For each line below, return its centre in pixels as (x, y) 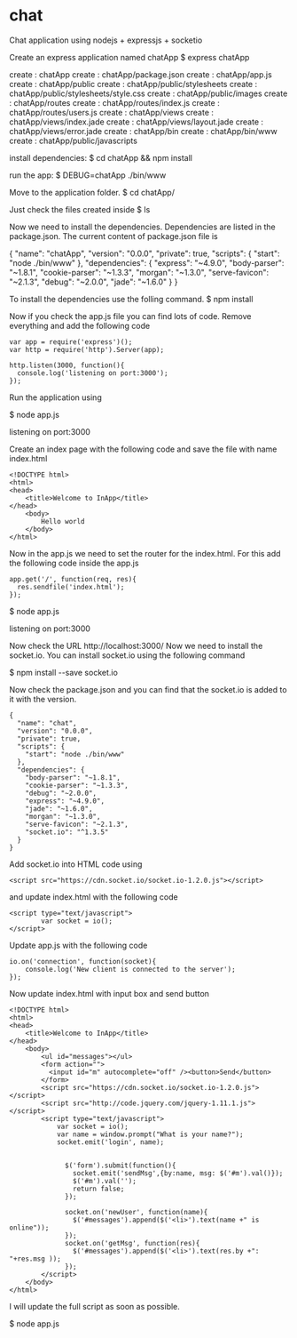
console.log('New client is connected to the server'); (131, 969)
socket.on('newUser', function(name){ (137, 1212)
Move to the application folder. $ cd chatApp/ (92, 192)
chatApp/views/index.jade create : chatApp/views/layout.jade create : (137, 122)
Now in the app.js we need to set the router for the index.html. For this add (145, 553)
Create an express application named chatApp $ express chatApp (129, 57)
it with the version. (43, 699)
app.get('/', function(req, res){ (73, 579)
